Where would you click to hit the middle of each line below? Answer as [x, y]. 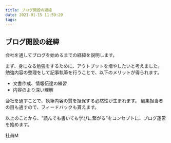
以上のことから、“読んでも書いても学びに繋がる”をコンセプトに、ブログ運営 [86, 118]
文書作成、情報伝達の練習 [40, 83]
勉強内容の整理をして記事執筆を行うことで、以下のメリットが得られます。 [84, 73]
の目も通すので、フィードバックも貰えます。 [52, 107]
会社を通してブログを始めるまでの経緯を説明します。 [61, 55]
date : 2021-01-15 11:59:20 [34, 15]
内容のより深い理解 [33, 90]
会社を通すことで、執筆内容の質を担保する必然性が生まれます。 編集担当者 [84, 101]
